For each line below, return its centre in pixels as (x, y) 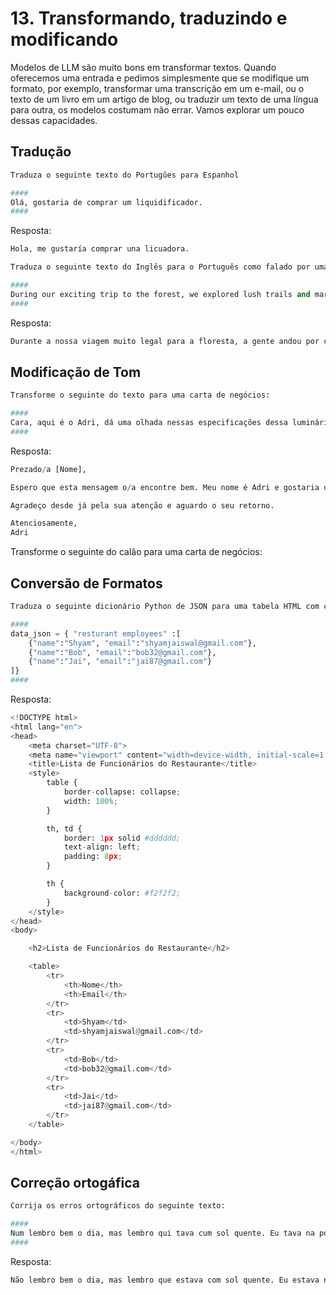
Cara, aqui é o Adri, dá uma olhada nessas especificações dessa (149, 423)
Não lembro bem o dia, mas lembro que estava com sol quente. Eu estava (165, 1280)
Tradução (41, 152)
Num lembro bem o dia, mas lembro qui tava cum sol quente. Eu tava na (162, 1233)
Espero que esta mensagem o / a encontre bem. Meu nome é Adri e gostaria (165, 487)
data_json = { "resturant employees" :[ (96, 633)
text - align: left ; (102, 847)
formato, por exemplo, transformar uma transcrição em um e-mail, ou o (157, 88)
